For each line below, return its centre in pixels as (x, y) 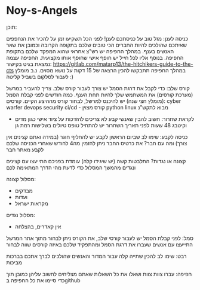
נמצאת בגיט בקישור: (29, 64)
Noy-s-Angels (42, 10)
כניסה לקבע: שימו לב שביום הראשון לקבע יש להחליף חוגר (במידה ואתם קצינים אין (97, 137)
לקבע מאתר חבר (25, 149)
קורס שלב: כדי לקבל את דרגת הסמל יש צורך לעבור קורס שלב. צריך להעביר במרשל (98, 88)
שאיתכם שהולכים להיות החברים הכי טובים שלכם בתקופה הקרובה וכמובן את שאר (96, 45)
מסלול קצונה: (21, 179)
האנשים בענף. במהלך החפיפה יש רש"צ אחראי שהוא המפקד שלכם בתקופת (90, 51)
